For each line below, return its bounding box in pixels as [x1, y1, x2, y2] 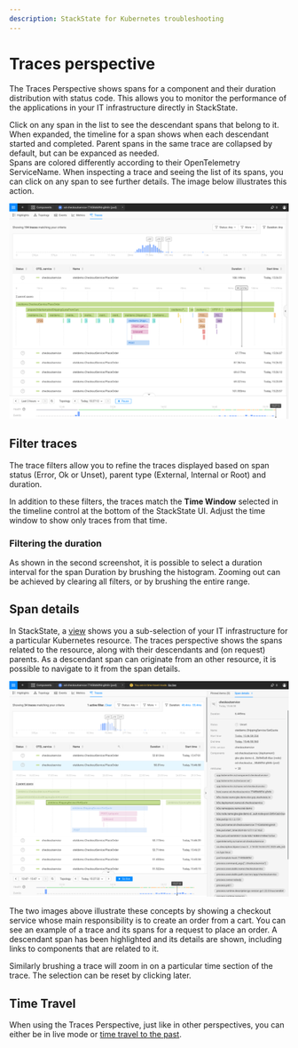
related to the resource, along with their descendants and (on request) [9, 644, 266, 655]
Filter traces [9, 436, 78, 452]
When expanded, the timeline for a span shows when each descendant [9, 129, 269, 140]
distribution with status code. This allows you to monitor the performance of [9, 92, 286, 103]
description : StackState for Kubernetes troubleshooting [9, 14, 224, 23]
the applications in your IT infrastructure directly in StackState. [9, 102, 238, 113]
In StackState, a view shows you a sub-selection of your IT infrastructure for [9, 625, 288, 636]
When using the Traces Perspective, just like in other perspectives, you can [9, 1019, 285, 1030]
